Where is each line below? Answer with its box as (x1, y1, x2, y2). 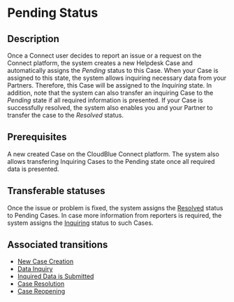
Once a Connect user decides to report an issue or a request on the (7, 51, 202, 60)
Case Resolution (17, 280, 65, 288)
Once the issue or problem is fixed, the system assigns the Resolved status (7, 203, 224, 212)
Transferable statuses (7, 185, 105, 197)
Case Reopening (17, 287, 65, 296)
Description (7, 33, 59, 45)
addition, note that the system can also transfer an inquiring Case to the (7, 89, 214, 97)
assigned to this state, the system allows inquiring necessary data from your (7, 74, 227, 82)
